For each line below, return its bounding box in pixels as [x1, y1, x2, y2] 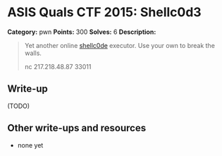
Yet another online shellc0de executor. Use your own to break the [24, 41, 215, 49]
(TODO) [7, 102, 30, 110]
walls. [24, 49, 42, 57]
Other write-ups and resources [7, 122, 147, 134]
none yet [17, 140, 44, 149]
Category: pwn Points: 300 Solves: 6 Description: [7, 28, 156, 36]
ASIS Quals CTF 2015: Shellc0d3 [7, 4, 202, 20]
